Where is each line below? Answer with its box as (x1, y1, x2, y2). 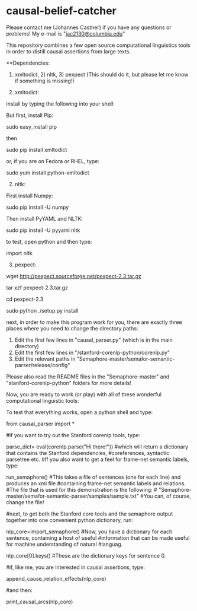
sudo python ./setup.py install (6, 307, 79, 314)
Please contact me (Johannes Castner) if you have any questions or (6, 24, 172, 31)
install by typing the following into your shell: (6, 100, 115, 107)
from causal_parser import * (6, 420, 75, 427)
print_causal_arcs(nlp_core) (6, 598, 73, 605)
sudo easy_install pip (6, 123, 57, 130)
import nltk (6, 249, 33, 256)
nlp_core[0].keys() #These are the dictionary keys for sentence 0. (6, 552, 166, 559)
